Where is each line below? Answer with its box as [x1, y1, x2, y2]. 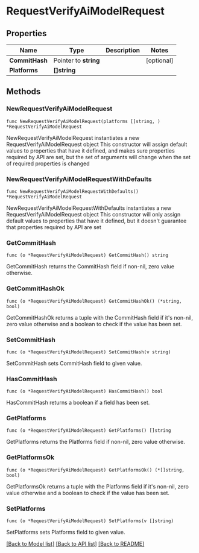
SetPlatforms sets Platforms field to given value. [6, 529, 125, 536]
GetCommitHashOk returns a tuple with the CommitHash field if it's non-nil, [6, 314, 194, 321]
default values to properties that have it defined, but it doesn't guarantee [6, 217, 187, 224]
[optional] [145, 56, 174, 65]
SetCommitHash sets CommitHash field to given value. [6, 359, 142, 367]
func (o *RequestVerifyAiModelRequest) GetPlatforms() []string [6, 428, 171, 434]
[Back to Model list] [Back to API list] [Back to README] [6, 540, 145, 548]
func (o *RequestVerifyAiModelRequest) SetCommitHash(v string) [6, 349, 171, 355]
